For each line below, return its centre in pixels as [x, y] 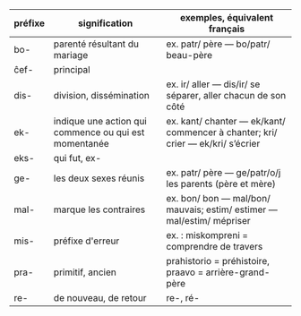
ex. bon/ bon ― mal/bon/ [218, 198]
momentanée [81, 144]
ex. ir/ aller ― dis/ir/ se [213, 84]
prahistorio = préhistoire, [218, 261]
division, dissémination [101, 95]
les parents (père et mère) [221, 184]
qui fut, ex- [77, 158]
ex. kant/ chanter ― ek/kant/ [226, 121]
